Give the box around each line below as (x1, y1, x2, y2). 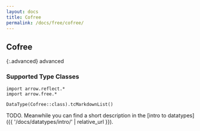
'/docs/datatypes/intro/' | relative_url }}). (14, 118, 113, 126)
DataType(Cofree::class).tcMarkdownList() (6, 102, 113, 108)
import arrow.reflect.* (6, 86, 66, 92)
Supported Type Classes (6, 73, 79, 81)
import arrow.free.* (6, 91, 58, 97)
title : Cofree (6, 14, 42, 20)
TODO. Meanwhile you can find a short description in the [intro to (6, 112, 167, 119)
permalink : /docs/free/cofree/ (6, 20, 84, 26)
